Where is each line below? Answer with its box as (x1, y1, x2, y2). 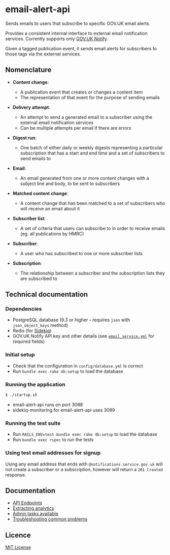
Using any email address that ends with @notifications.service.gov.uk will (5, 461, 163, 467)
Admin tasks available (12, 511, 58, 517)
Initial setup (5, 351, 35, 358)
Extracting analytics (12, 505, 54, 511)
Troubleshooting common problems (12, 516, 88, 522)
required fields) (12, 338, 45, 345)
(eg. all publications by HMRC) (20, 230, 84, 237)
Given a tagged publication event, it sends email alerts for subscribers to (5, 45, 157, 51)
